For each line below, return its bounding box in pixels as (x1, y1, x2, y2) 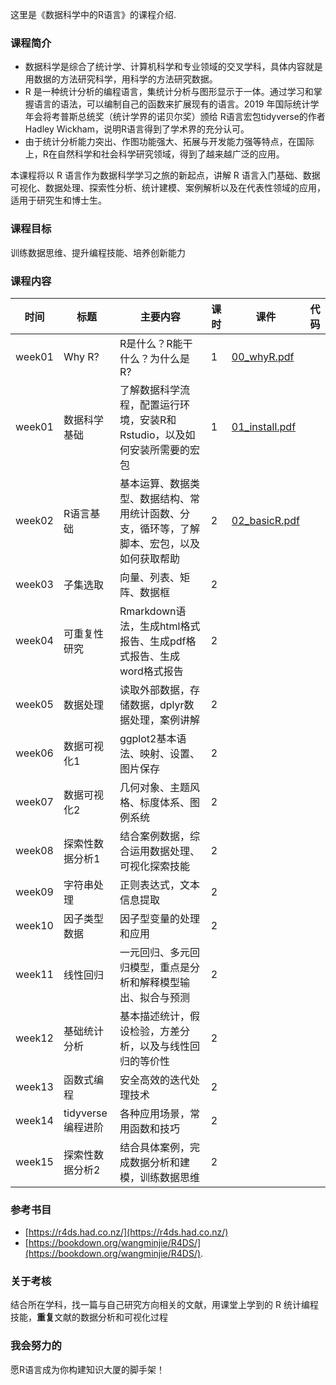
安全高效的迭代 (119, 1073, 190, 1087)
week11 (15, 967, 54, 981)
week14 (15, 1113, 54, 1127)
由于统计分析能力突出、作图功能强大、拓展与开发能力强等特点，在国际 (24, 136, 315, 148)
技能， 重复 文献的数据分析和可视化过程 (10, 1311, 168, 1323)
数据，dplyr (129, 698, 185, 712)
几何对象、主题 (119, 780, 190, 794)
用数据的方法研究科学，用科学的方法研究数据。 (24, 73, 218, 85)
